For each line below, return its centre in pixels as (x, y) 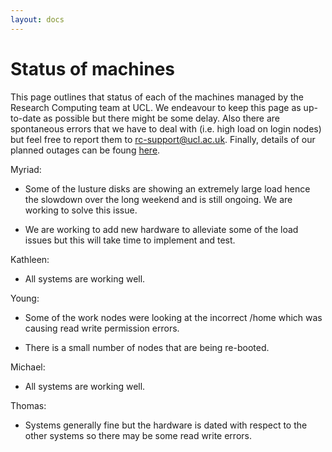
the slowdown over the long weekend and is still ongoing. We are (158, 199)
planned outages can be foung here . (85, 150)
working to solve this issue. (81, 210)
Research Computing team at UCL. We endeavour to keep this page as (156, 107)
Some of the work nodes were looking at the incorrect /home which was (173, 317)
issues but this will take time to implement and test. (130, 240)
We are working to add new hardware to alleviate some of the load (161, 229)
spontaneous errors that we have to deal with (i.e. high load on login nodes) (166, 128)
